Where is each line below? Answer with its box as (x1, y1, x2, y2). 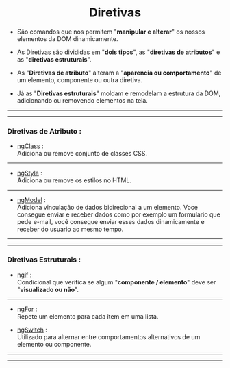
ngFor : (16, 305, 38, 313)
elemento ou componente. (16, 340, 92, 348)
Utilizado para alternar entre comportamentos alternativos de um (16, 332, 201, 341)
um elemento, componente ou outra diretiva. (16, 75, 143, 84)
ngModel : (16, 196, 46, 204)
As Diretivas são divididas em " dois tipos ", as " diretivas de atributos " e (16, 48, 220, 56)
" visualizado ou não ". (16, 285, 79, 293)
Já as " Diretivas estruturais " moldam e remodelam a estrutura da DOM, (16, 89, 221, 97)
